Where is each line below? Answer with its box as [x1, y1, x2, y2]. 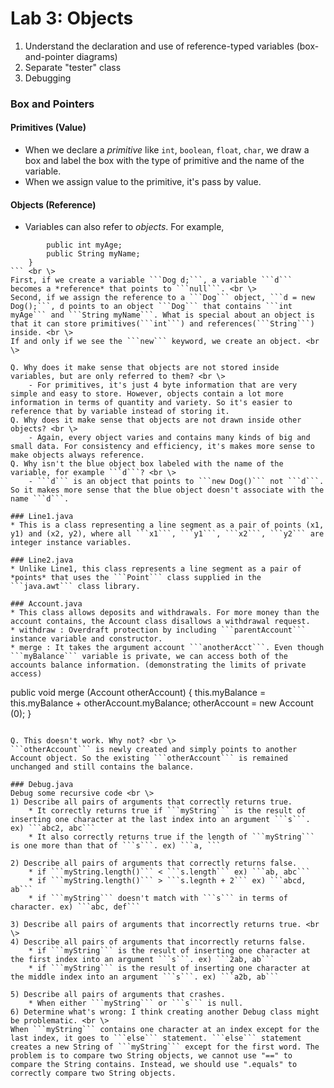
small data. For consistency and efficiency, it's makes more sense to [10, 442, 315, 452]
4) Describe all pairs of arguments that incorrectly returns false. [10, 937, 307, 947]
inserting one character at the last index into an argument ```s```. [10, 815, 311, 825]
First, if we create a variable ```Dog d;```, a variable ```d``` [10, 275, 293, 286]
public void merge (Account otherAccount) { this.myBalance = [10, 687, 267, 699]
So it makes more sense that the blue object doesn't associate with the [10, 485, 325, 496]
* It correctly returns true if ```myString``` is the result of [28, 806, 307, 816]
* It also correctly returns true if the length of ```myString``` [28, 832, 315, 842]
